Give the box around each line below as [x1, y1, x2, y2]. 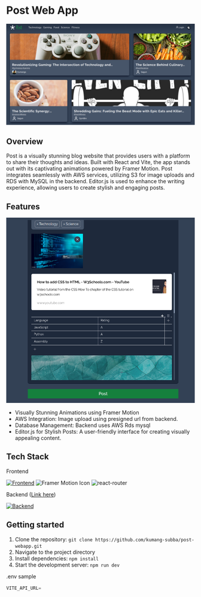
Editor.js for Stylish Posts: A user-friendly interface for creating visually [14, 428, 190, 435]
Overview [6, 137, 44, 147]
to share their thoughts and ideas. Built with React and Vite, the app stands [6, 159, 190, 166]
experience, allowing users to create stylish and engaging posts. [6, 184, 166, 192]
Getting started [6, 520, 65, 530]
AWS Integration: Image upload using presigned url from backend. [14, 416, 178, 423]
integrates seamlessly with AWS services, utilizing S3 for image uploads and [6, 171, 194, 178]
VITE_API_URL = [6, 585, 42, 591]
